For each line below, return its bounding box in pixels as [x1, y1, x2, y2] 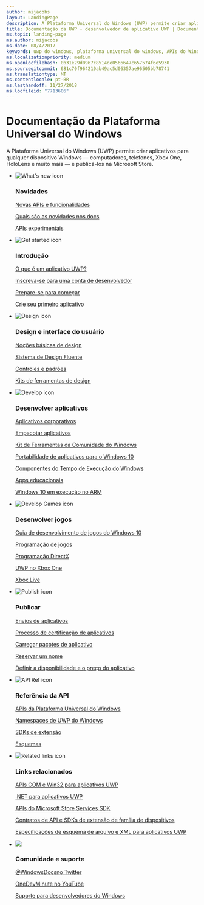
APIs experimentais [15, 224, 64, 232]
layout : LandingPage [6, 15, 59, 21]
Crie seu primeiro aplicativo [15, 300, 84, 308]
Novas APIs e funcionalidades [15, 201, 90, 209]
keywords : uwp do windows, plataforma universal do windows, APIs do [6, 49, 186, 55]
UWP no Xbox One [15, 564, 63, 572]
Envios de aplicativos [15, 617, 69, 624]
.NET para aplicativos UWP [15, 793, 83, 800]
